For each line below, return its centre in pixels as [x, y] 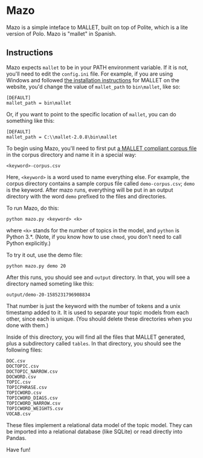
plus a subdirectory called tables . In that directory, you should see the [94, 343]
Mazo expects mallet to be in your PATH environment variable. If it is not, [97, 67]
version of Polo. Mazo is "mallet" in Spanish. [61, 33]
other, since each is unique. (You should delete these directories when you [99, 319]
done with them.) [27, 325]
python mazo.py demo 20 [36, 266]
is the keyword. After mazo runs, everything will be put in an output [90, 190]
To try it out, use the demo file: [44, 255]
